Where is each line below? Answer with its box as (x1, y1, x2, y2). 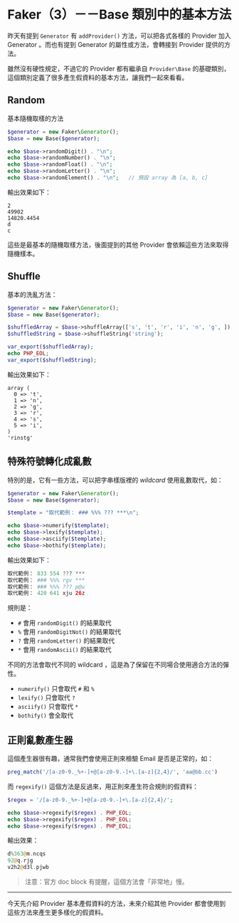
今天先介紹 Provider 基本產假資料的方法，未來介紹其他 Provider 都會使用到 (7, 900, 226, 908)
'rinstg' (7, 434, 33, 441)
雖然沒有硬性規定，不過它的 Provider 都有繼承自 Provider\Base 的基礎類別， (7, 64, 230, 73)
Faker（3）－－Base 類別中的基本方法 (7, 6, 232, 23)
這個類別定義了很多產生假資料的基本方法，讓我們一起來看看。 (7, 73, 188, 82)
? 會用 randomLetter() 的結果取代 (17, 636, 115, 645)
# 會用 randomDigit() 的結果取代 (17, 618, 112, 627)
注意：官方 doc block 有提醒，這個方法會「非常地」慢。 (24, 877, 188, 886)
